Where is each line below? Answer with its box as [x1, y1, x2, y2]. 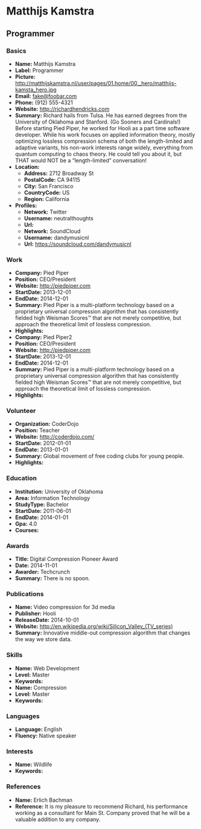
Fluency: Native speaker [14, 732, 77, 739]
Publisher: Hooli [14, 610, 56, 617]
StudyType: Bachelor [14, 501, 69, 508]
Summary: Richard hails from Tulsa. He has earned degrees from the [14, 111, 187, 119]
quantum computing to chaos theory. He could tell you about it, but [14, 150, 182, 157]
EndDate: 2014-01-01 [14, 514, 69, 521]
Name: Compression [14, 684, 67, 691]
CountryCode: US [24, 189, 70, 196]
